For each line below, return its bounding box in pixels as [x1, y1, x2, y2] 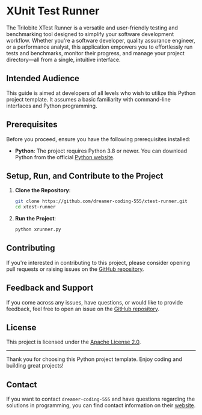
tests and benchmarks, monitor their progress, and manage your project [6, 49, 185, 56]
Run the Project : [14, 215, 56, 222]
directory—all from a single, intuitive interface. [6, 56, 121, 63]
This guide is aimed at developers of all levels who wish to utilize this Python [6, 89, 196, 97]
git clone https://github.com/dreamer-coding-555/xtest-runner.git [14, 198, 188, 205]
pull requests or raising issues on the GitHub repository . [6, 265, 144, 273]
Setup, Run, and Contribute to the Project [6, 171, 164, 181]
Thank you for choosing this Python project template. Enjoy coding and [6, 356, 182, 363]
